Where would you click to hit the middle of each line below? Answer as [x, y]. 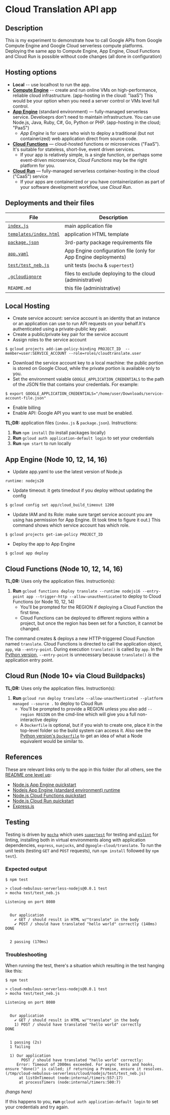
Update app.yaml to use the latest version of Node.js [67, 472]
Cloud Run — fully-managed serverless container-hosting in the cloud [86, 171]
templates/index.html [34, 234]
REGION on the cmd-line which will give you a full [86, 714]
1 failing [20, 1047]
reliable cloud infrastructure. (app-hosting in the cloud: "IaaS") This [83, 95]
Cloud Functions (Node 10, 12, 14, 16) [64, 569]
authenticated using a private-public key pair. [60, 329]
